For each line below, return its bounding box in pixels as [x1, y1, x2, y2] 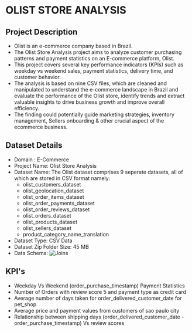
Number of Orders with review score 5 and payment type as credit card [13, 288, 187, 295]
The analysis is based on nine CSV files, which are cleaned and [13, 80, 167, 87]
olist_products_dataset [22, 218, 77, 225]
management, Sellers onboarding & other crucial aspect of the [13, 117, 164, 124]
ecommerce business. [13, 124, 68, 130]
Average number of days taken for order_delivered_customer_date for [13, 294, 182, 301]
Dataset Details [5, 140, 63, 150]
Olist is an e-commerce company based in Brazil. [13, 42, 133, 49]
